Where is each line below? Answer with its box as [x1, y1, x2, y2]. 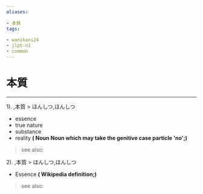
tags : [6, 25, 20, 32]
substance [14, 128, 42, 135]
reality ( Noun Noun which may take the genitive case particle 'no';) [14, 134, 188, 141]
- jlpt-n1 [6, 43, 31, 49]
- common [6, 48, 28, 54]
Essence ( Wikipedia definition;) [14, 170, 97, 178]
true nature [14, 121, 43, 129]
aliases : [6, 8, 28, 15]
